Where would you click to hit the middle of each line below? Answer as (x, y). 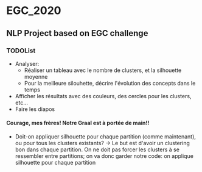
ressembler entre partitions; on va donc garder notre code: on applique (104, 156)
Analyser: (27, 63)
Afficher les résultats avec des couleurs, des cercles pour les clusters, (103, 96)
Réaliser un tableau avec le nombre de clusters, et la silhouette (103, 70)
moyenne (36, 76)
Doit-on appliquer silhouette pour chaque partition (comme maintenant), (106, 137)
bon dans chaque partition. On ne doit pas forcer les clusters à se (97, 149)
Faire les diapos (35, 109)
